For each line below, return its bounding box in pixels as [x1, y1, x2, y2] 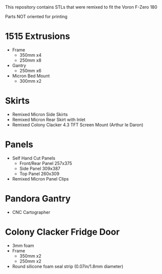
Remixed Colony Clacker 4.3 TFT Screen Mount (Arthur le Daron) [12, 122, 143, 128]
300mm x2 [19, 78, 42, 84]
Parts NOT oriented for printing [5, 14, 68, 19]
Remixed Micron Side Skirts [12, 111, 68, 117]
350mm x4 [19, 52, 42, 58]
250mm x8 [19, 57, 42, 63]
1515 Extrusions [5, 31, 70, 42]
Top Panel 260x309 [19, 171, 60, 177]
